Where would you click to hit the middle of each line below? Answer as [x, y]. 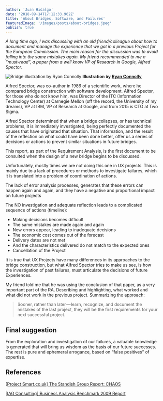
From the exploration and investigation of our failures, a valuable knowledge [81, 341]
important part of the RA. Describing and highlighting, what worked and [77, 290]
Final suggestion [31, 330]
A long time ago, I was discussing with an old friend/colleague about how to [81, 41]
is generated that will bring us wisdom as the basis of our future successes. [81, 347]
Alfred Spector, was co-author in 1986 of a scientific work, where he [74, 86]
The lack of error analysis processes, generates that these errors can [74, 185]
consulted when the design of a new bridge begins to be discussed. [73, 156]
